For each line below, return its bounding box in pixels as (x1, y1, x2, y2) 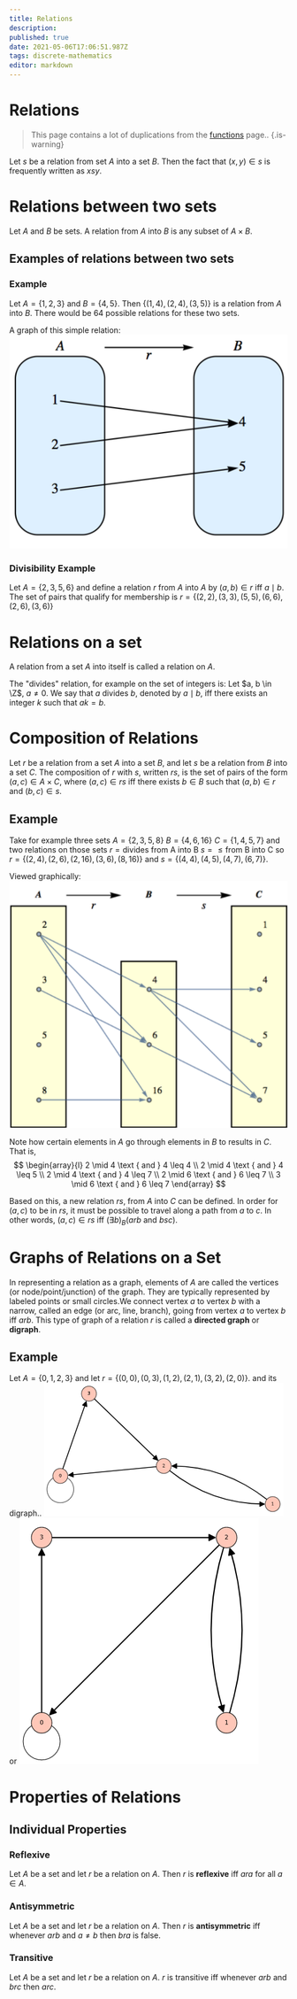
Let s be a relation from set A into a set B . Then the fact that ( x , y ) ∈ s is (9, 156, 271, 166)
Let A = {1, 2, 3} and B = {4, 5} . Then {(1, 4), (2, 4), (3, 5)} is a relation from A (9, 297, 282, 309)
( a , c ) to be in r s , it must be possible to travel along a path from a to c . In (9, 1205, 272, 1216)
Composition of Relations (9, 729, 199, 748)
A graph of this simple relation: (9, 324, 121, 336)
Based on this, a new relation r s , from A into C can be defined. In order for (9, 1195, 278, 1206)
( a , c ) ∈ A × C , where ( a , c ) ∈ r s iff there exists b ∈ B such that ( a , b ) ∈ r (9, 776, 276, 787)
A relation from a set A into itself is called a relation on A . (9, 661, 216, 672)
